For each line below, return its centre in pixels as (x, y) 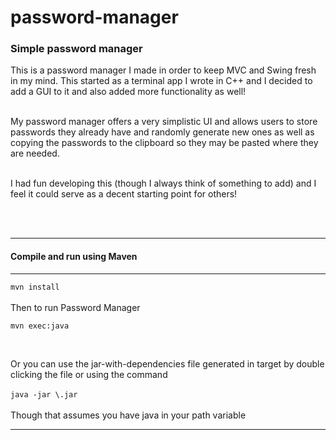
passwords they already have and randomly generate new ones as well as (162, 132)
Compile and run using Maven (74, 257)
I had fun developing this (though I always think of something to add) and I (163, 183)
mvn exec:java (40, 326)
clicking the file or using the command (89, 374)
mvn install (35, 287)
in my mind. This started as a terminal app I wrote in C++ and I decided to (161, 81)
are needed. (35, 153)
